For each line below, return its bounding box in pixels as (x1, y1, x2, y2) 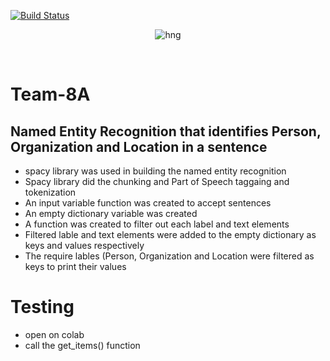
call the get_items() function (24, 339, 141, 351)
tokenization (24, 186, 77, 198)
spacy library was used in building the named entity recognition (24, 165, 287, 177)
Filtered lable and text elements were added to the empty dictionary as (24, 229, 317, 240)
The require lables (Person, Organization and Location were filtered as (24, 250, 315, 262)
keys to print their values (24, 261, 127, 272)
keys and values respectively (24, 240, 145, 251)
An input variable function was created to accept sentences (24, 197, 272, 209)
